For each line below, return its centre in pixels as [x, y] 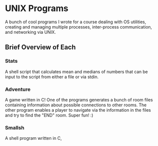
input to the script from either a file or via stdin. [52, 77]
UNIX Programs [37, 8]
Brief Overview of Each [40, 47]
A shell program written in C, [33, 138]
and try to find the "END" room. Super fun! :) [49, 115]
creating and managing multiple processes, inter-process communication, [79, 27]
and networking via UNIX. [31, 32]
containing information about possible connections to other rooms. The [76, 105]
